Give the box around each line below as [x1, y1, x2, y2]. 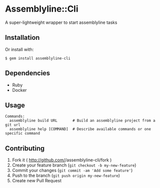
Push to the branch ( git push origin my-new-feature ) [12, 172, 120, 178]
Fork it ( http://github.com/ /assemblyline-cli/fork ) [12, 157, 112, 163]
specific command [5, 131, 40, 136]
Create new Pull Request [12, 178, 62, 184]
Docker [12, 87, 27, 93]
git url [5, 122, 21, 127]
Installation [5, 34, 40, 42]
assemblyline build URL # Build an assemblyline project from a [9, 118, 156, 123]
